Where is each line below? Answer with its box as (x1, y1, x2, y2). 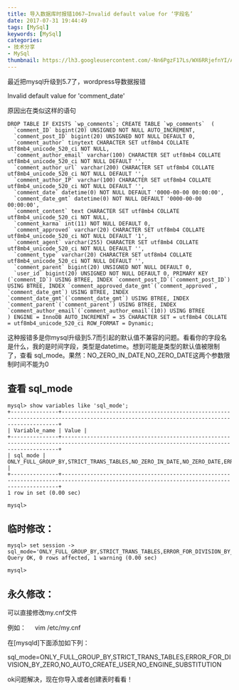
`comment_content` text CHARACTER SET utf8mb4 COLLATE (14, 207, 180, 214)
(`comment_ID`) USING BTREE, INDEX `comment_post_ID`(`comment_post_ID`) (7, 276, 231, 283)
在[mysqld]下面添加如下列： (7, 639, 90, 647)
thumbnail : (7, 57, 40, 64)
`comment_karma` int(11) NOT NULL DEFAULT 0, (14, 220, 152, 227)
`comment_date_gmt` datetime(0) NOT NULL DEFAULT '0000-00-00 (14, 195, 202, 202)
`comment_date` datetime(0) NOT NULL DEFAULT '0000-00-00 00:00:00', (14, 189, 224, 196)
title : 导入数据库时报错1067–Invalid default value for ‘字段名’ (7, 10, 193, 18)
